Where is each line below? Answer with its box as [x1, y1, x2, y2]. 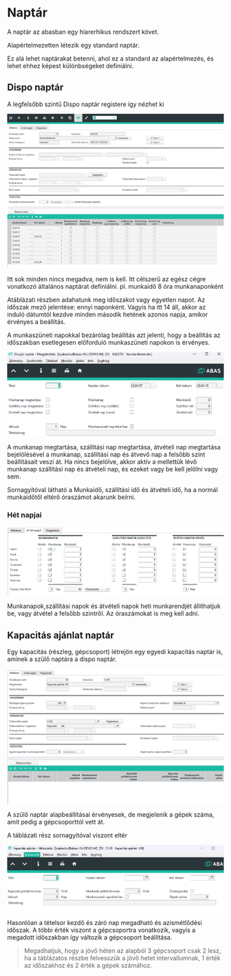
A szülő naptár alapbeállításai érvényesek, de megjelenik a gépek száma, [7, 811, 214, 819]
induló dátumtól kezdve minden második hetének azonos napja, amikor [7, 310, 208, 318]
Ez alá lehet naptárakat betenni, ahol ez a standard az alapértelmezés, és [7, 54, 214, 63]
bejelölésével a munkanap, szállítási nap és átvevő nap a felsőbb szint [7, 450, 206, 459]
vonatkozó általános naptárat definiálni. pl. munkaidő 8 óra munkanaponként [7, 282, 223, 290]
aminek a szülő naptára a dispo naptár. [7, 655, 117, 663]
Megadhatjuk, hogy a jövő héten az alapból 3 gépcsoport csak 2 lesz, [23, 946, 221, 955]
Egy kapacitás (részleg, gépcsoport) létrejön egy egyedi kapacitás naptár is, [7, 648, 223, 656]
